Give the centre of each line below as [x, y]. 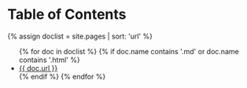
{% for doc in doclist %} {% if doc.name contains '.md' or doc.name [129, 51]
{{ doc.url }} [38, 68]
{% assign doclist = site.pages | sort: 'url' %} [80, 36]
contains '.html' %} [49, 60]
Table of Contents [67, 15]
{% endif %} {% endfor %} [62, 76]
